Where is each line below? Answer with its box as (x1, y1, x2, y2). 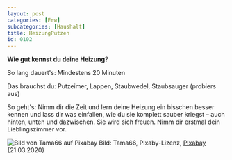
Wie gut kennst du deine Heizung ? (7, 55, 109, 63)
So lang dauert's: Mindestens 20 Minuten (7, 69, 126, 77)
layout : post (7, 10, 45, 17)
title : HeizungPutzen (7, 29, 70, 37)
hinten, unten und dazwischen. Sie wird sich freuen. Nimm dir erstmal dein (7, 118, 221, 126)
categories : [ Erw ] (7, 17, 60, 24)
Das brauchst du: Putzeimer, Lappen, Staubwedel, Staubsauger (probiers (7, 82, 217, 90)
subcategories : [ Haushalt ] (7, 23, 85, 30)
